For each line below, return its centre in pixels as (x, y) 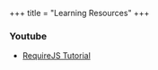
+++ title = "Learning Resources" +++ (79, 13)
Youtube (28, 36)
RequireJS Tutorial (57, 56)
